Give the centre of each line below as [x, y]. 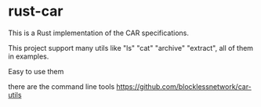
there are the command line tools [62, 86]
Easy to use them [36, 71]
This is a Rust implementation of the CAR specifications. [99, 33]
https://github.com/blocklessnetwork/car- [184, 86]
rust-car [36, 11]
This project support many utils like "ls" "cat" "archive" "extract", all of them [130, 48]
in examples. [29, 56]
